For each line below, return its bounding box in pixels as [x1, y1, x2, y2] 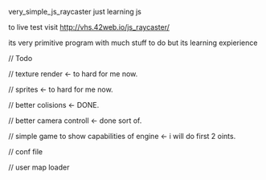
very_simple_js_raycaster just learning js [8, 7, 142, 16]
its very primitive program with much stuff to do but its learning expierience [8, 38, 258, 47]
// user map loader [8, 162, 70, 172]
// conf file [8, 147, 43, 156]
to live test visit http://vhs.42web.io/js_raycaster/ [8, 22, 170, 31]
